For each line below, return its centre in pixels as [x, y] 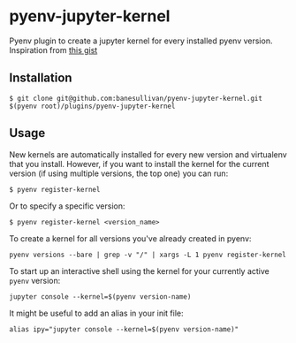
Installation [41, 78]
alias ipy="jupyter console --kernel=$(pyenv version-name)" [124, 329]
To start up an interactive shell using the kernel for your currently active [139, 271]
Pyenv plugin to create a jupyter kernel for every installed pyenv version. [141, 41]
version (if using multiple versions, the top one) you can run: [119, 173]
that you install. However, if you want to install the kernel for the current [139, 164]
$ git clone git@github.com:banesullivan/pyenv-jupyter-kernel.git [136, 98]
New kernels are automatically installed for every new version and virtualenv [148, 154]
